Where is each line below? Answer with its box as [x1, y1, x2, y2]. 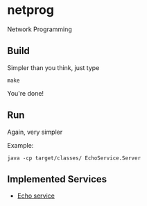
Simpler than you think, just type [7, 63, 100, 71]
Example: [7, 141, 34, 149]
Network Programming [7, 25, 73, 33]
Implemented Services [7, 173, 107, 185]
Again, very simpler [7, 128, 63, 136]
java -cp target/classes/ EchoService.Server [7, 155, 141, 162]
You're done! [7, 89, 44, 97]
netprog [7, 2, 54, 18]
